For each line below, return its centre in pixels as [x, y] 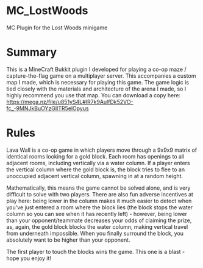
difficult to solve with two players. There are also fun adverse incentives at [100, 194]
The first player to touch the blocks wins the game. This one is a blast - [95, 251]
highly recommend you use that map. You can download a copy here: [94, 95]
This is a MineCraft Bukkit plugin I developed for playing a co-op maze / [97, 69]
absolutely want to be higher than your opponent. [68, 240]
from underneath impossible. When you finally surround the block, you [95, 233]
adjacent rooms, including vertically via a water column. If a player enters [98, 163]
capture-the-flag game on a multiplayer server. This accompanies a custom [101, 76]
